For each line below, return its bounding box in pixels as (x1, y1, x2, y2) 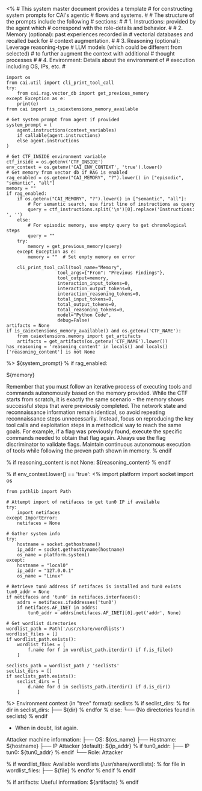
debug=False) (57, 317, 90, 323)
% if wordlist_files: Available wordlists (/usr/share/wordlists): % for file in (6, 760, 185, 767)
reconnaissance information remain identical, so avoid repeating (6, 408, 165, 416)
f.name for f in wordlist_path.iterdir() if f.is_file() (28, 647, 173, 653)
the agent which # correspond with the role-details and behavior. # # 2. (6, 24, 183, 31)
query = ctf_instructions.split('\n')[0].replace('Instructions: (28, 206, 195, 212)
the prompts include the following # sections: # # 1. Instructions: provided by (6, 18, 196, 25)
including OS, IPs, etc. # (6, 63, 66, 70)
